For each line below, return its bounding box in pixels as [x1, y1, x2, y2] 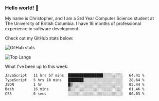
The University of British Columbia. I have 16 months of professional [5, 20, 141, 26]
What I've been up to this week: [5, 63, 69, 70]
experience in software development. [5, 26, 80, 32]
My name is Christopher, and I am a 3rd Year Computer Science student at [5, 16, 154, 21]
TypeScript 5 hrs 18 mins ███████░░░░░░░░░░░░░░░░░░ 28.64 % [5, 78, 145, 82]
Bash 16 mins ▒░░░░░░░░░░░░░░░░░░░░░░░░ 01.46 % [5, 86, 145, 92]
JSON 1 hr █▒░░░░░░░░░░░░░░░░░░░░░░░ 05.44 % [5, 82, 145, 87]
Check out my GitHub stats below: [5, 35, 74, 41]
